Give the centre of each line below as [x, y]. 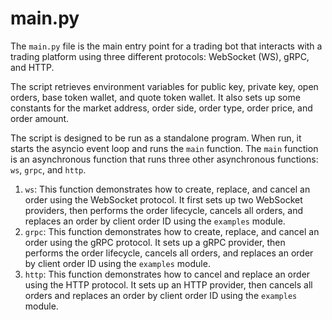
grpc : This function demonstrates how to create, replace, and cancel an [172, 231]
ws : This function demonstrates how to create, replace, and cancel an [167, 189]
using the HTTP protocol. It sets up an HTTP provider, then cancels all [168, 284]
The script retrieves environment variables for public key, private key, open [164, 86]
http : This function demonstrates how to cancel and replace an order [167, 274]
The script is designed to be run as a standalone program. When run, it [156, 138]
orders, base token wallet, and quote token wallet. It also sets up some [155, 97]
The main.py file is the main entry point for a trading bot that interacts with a [166, 46]
